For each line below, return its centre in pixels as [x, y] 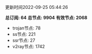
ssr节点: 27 [24, 40]
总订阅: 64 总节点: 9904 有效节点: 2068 [46, 18]
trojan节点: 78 [26, 28]
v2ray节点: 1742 [29, 46]
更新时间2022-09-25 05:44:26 [37, 7]
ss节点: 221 [24, 34]
